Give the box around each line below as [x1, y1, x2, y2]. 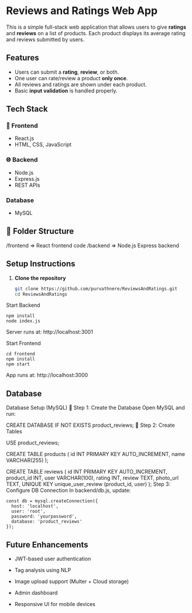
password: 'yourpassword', [11, 513, 77, 519]
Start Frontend [6, 340, 41, 347]
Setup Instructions [6, 259, 76, 269]
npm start [6, 361, 30, 367]
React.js [14, 135, 35, 142]
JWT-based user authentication [14, 555, 91, 563]
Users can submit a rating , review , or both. [14, 69, 119, 76]
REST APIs [14, 181, 40, 189]
